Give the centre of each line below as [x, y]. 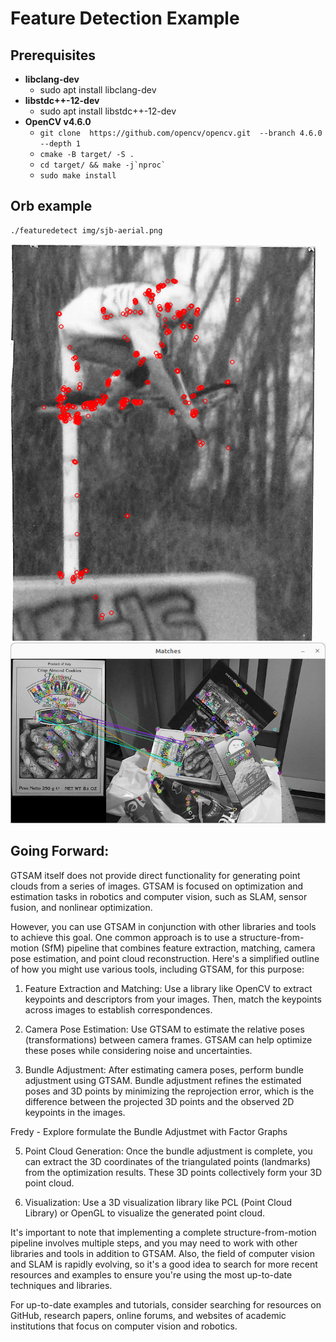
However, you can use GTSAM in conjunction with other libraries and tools [163, 926]
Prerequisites [53, 55]
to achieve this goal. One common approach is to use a [124, 937]
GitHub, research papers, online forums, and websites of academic [148, 1315]
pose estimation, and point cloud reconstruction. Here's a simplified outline [165, 958]
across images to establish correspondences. [118, 1009]
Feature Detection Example [125, 18]
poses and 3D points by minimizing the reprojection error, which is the [169, 1091]
